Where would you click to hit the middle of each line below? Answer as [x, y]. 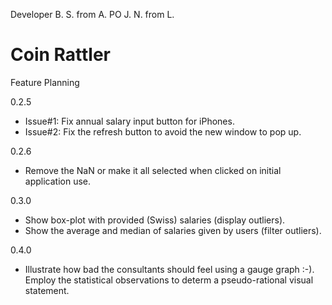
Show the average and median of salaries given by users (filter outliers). [173, 230]
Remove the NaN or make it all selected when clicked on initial [153, 170]
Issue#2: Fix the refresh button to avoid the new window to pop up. [163, 131]
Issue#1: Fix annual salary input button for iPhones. [129, 121]
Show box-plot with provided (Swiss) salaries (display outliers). [155, 220]
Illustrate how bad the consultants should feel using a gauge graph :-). [169, 269]
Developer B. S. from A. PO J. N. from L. [92, 14]
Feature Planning [45, 82]
